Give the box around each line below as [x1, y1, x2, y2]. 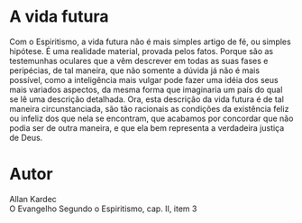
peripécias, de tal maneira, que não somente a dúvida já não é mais [9, 65, 260, 76]
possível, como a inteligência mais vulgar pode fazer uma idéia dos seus [9, 74, 279, 85]
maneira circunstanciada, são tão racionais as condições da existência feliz [9, 103, 289, 114]
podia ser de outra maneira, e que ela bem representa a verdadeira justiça [9, 122, 285, 133]
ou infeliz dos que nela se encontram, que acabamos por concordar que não [9, 113, 294, 124]
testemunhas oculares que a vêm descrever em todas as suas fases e [9, 55, 269, 66]
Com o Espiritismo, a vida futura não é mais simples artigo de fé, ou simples [9, 36, 291, 47]
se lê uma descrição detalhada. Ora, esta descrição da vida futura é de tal [9, 93, 284, 105]
